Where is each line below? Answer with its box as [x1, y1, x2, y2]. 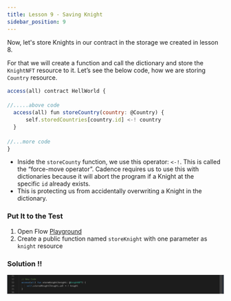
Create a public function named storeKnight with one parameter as [16, 234, 208, 243]
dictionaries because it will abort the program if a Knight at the [16, 172, 195, 181]
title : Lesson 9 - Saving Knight [7, 11, 103, 18]
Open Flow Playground [16, 227, 82, 235]
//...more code [7, 138, 51, 145]
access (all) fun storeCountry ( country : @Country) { [13, 109, 165, 116]
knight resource [16, 241, 63, 250]
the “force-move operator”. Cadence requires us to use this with [16, 165, 199, 173]
